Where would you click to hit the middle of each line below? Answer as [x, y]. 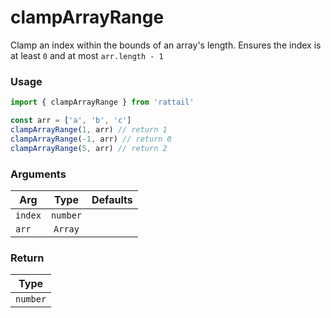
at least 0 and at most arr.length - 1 [87, 55]
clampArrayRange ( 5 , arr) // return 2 [89, 148]
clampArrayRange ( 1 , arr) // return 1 [89, 129]
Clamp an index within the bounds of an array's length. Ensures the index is [166, 45]
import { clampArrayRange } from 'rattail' [102, 102]
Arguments [38, 174]
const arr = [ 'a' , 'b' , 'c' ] [71, 121]
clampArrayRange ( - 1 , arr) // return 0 [91, 139]
